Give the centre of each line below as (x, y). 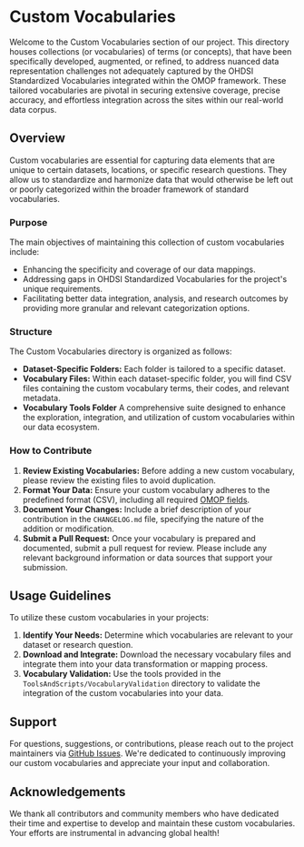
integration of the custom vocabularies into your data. (123, 693)
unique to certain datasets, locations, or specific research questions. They (148, 169)
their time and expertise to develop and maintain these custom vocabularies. (152, 823)
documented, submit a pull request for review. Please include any (145, 548)
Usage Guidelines (60, 596)
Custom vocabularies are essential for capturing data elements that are (142, 160)
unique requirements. (62, 289)
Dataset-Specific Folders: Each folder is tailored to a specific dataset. (154, 369)
